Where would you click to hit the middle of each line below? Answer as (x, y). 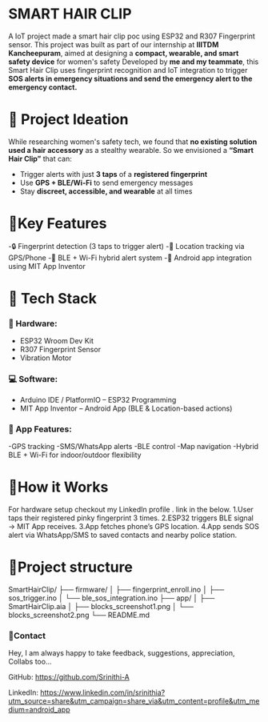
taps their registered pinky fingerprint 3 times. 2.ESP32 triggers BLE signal (131, 518)
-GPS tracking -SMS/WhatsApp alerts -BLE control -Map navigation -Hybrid (133, 446)
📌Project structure (71, 567)
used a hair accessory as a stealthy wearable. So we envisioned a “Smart (131, 150)
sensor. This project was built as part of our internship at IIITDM (114, 44)
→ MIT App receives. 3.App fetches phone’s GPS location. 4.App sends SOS (134, 526)
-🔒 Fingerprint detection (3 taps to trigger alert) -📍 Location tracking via (126, 246)
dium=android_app (39, 710)
